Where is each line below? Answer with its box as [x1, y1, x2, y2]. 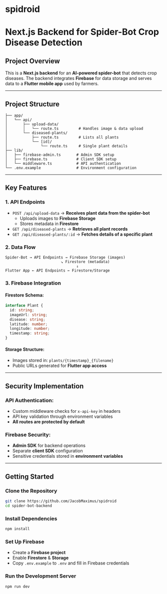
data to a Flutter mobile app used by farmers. [5, 81, 99, 87]
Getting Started [5, 472, 54, 481]
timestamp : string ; [9, 331, 50, 336]
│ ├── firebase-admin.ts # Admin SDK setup [5, 152, 114, 157]
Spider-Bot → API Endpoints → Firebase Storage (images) [5, 255, 126, 260]
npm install [5, 527, 30, 532]
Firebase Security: [5, 431, 51, 438]
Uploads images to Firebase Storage [19, 215, 96, 221]
